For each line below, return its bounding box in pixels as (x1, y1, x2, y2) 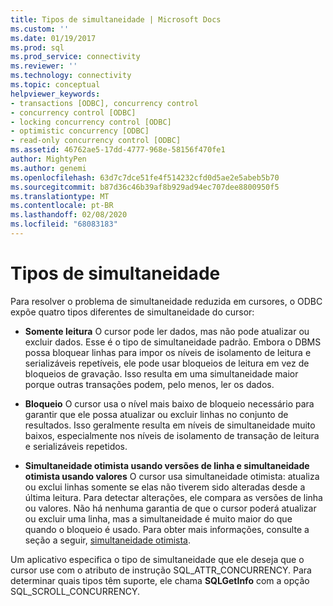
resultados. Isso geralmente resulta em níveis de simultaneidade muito (24, 419, 316, 431)
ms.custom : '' (10, 24, 70, 34)
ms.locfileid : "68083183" (10, 219, 118, 230)
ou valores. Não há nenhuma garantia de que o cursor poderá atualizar (24, 502, 317, 514)
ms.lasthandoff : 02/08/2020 (10, 210, 128, 220)
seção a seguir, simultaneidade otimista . (24, 534, 191, 546)
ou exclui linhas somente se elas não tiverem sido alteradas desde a (24, 481, 306, 493)
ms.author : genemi (10, 163, 87, 173)
